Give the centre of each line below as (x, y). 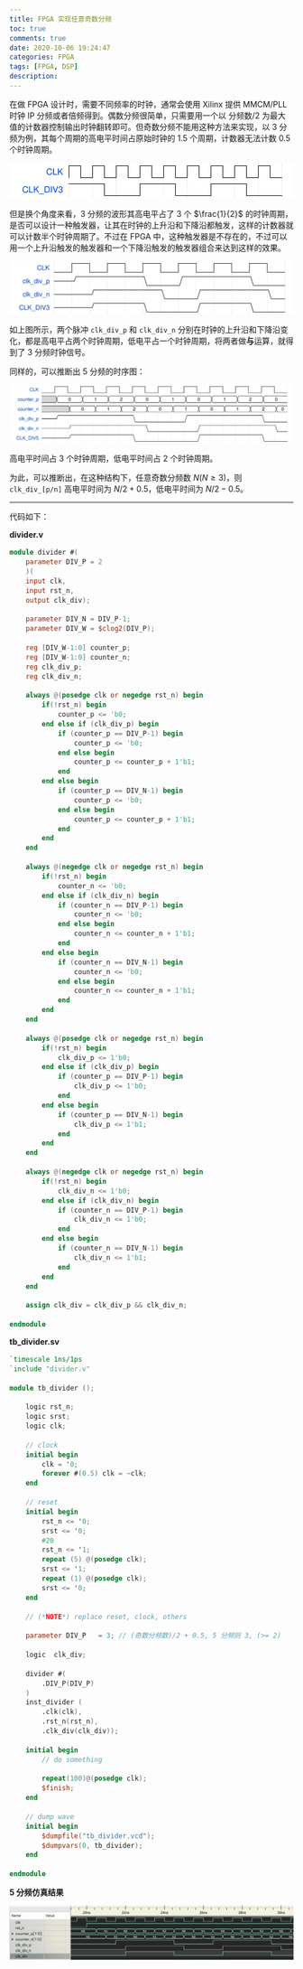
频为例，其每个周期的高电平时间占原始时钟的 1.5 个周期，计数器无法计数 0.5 (150, 138)
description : (34, 77)
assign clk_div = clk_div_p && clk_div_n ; (106, 1306)
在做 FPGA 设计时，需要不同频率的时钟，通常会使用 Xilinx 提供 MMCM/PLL (148, 104)
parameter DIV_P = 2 (64, 562)
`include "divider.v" (50, 1369)
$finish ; (58, 1788)
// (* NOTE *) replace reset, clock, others (106, 1617)
